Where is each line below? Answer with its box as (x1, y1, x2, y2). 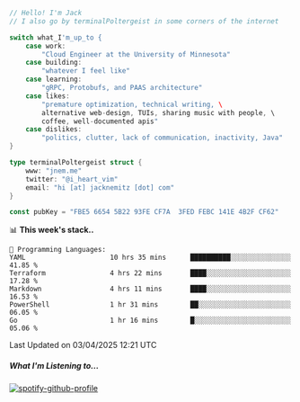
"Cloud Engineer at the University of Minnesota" (41, 49, 231, 58)
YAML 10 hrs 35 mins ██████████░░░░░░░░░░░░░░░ (9, 253, 292, 263)
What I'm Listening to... (9, 360, 100, 371)
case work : (25, 41, 66, 50)
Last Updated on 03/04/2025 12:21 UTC (9, 340, 157, 351)
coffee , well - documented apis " (41, 117, 159, 126)
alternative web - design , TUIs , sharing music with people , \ (41, 108, 276, 117)
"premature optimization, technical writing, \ (41, 100, 223, 109)
